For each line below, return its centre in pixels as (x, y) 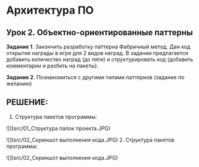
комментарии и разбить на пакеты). (52, 66)
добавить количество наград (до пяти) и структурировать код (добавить (100, 59)
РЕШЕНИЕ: (27, 102)
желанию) (19, 83)
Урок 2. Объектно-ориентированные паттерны (99, 33)
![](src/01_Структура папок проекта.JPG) (58, 128)
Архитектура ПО (50, 10)
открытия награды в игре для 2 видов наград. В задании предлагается (97, 53)
